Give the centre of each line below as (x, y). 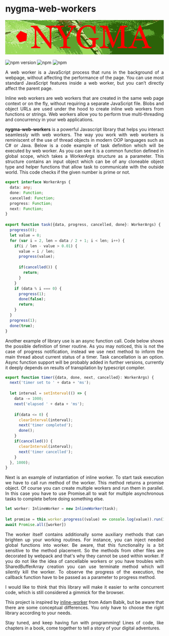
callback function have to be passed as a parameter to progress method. (80, 577)
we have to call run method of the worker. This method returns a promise (84, 483)
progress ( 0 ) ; (23, 230)
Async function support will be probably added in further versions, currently (84, 362)
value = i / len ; (37, 251)
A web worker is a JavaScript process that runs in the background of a (84, 72)
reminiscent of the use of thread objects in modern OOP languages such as (84, 140)
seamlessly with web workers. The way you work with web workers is (84, 135)
